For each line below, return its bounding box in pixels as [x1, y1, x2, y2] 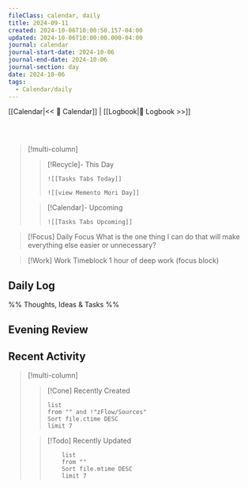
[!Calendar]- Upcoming [47, 203, 123, 212]
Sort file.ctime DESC [47, 415, 118, 424]
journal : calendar [8, 41, 69, 49]
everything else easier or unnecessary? [27, 241, 156, 250]
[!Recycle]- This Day [47, 160, 115, 169]
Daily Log [8, 279, 55, 292]
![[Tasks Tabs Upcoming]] [47, 219, 133, 226]
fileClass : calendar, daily [8, 11, 101, 20]
